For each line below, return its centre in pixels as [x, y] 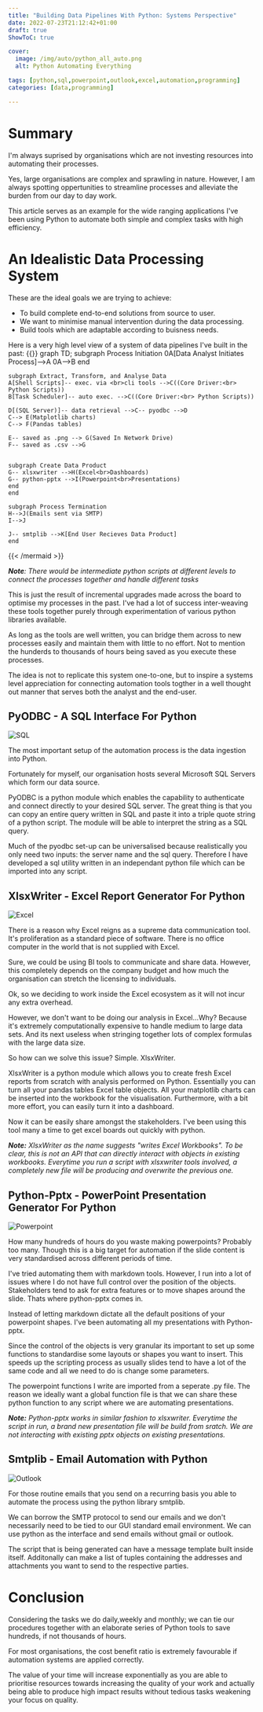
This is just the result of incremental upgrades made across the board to [125, 594]
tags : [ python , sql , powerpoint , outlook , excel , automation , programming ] [124, 80]
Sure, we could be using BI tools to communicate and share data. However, [130, 962]
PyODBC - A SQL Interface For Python [102, 716]
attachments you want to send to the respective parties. [99, 1566]
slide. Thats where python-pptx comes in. [76, 1299]
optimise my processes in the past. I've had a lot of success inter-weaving [128, 603]
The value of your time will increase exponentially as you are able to [118, 1674]
